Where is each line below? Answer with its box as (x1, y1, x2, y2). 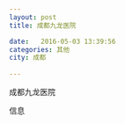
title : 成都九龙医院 (9, 21, 77, 30)
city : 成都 (9, 54, 47, 62)
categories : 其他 (9, 45, 70, 54)
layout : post (9, 12, 57, 22)
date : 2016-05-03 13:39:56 (9, 37, 116, 46)
